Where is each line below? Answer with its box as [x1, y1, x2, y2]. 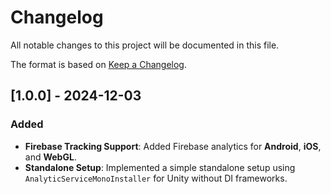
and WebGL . [24, 151, 77, 163]
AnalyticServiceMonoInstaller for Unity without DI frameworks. [24, 172, 288, 184]
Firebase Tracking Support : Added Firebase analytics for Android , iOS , [24, 140, 322, 152]
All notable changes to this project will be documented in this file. [10, 39, 280, 51]
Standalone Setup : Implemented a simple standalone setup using [24, 161, 296, 173]
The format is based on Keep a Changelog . [10, 58, 187, 70]
